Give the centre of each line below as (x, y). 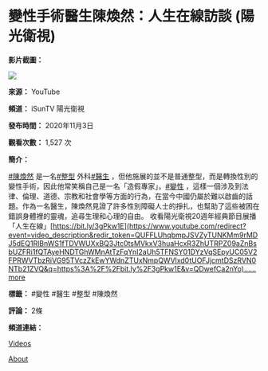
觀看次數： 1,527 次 (40, 142)
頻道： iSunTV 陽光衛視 (47, 108)
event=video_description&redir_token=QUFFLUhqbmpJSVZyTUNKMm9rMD (133, 235)
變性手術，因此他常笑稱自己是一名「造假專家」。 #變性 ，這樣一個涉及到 (125, 186)
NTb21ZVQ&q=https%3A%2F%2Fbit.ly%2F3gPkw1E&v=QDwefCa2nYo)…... (132, 268)
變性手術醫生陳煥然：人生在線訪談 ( (124, 16)
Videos (20, 343)
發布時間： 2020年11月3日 (51, 125)
